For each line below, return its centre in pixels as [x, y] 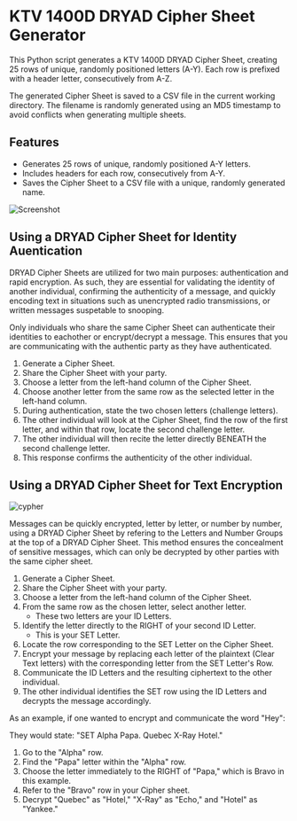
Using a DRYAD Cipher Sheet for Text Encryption [146, 485]
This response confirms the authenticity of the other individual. [137, 457]
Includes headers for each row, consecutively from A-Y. [124, 173]
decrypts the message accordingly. [86, 701]
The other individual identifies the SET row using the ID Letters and [145, 692]
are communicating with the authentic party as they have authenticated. [141, 346]
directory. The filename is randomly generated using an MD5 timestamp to [145, 105]
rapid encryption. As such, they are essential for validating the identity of [142, 282]
